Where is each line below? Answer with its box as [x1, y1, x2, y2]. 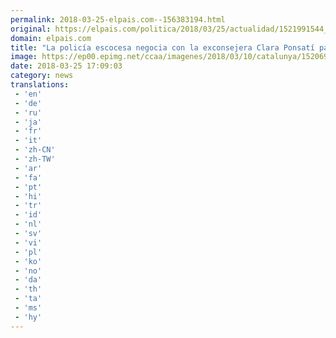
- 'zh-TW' [14, 154, 56, 164]
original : [10, 24, 52, 34]
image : [10, 52, 38, 62]
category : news [10, 71, 74, 81]
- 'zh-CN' [14, 145, 56, 155]
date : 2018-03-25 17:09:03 [10, 61, 123, 71]
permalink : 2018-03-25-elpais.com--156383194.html [10, 14, 226, 25]
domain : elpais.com [10, 33, 92, 43]
